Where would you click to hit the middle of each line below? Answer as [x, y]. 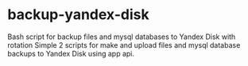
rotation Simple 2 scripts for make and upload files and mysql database [124, 45]
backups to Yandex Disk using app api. [71, 53]
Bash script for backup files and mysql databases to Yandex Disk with [122, 37]
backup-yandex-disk [78, 15]
